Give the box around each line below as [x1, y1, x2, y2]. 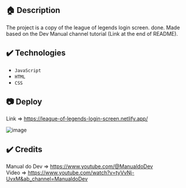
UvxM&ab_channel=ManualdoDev [6, 176, 88, 183]
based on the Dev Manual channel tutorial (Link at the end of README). [6, 30, 178, 37]
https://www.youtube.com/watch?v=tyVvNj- [27, 169, 135, 176]
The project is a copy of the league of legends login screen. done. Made [6, 23, 180, 31]
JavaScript [14, 68, 42, 73]
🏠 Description [6, 5, 60, 15]
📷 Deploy [6, 97, 43, 107]
